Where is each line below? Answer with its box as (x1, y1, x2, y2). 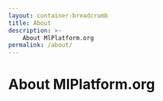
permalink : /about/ (8, 41, 73, 49)
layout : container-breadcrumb (8, 11, 109, 20)
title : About (8, 19, 52, 27)
